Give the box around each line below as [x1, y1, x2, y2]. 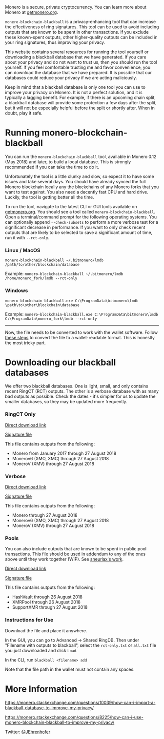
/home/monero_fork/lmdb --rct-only [5, 276, 78, 281]
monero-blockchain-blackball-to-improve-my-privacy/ [5, 719, 115, 725]
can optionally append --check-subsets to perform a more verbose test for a [5, 219, 159, 225]
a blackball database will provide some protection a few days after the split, [5, 100, 157, 105]
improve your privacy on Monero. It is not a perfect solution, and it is [5, 90, 143, 95]
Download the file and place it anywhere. [5, 627, 87, 633]
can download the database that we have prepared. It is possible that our [5, 70, 152, 75]
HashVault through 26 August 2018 [12, 594, 83, 600]
